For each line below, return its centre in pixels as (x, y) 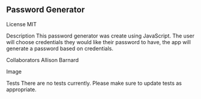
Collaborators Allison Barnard (43, 60)
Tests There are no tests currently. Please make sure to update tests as (94, 83)
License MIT (22, 24)
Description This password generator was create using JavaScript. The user (100, 36)
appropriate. (22, 89)
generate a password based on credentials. (60, 48)
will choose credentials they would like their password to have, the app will (98, 42)
